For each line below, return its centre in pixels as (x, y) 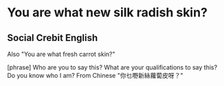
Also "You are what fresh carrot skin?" (61, 54)
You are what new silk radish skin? (108, 13)
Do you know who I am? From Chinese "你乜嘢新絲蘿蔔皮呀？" (95, 75)
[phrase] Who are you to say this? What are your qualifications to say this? (112, 67)
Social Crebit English (53, 38)
